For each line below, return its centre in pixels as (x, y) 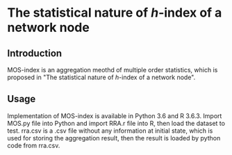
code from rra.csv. (34, 145)
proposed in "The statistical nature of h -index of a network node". (101, 77)
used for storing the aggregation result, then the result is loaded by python (114, 138)
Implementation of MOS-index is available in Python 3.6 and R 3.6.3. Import (115, 115)
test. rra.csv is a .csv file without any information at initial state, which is (110, 131)
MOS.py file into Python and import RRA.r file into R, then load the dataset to (116, 123)
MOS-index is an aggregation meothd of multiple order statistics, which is (113, 70)
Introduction (35, 53)
